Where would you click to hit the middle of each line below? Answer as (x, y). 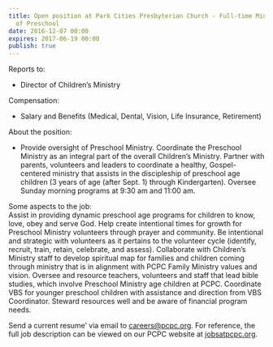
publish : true (32, 46)
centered (35, 173)
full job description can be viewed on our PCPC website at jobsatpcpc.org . (133, 334)
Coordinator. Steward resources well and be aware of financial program (128, 302)
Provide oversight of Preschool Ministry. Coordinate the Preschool (131, 148)
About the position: (40, 132)
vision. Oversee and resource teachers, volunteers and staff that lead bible (133, 276)
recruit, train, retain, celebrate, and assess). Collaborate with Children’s (127, 250)
